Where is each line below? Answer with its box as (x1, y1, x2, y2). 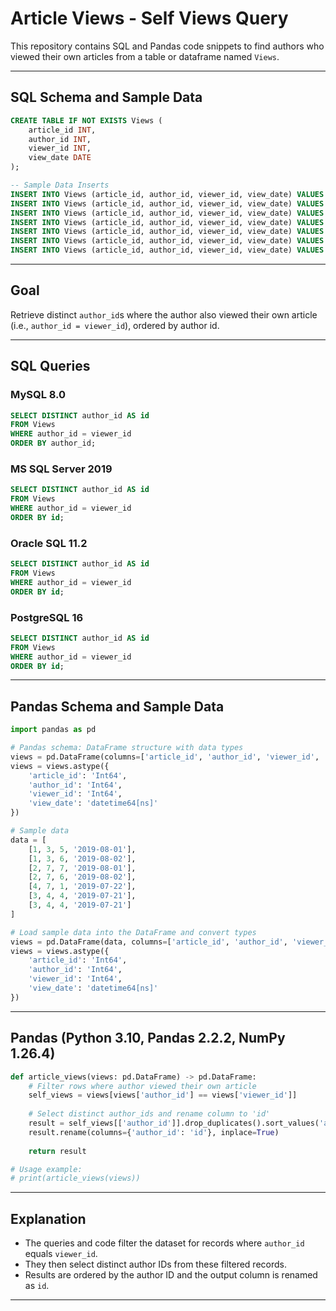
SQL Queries (10, 358, 91, 375)
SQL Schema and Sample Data (10, 89, 203, 106)
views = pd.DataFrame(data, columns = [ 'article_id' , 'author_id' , (10, 937, 288, 947)
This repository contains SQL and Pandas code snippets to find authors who (10, 40, 325, 52)
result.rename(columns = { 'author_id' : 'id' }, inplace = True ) (28, 1127, 280, 1137)
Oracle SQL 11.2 (10, 536, 88, 550)
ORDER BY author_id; (10, 438, 97, 449)
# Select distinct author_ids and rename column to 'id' (28, 1109, 271, 1119)
